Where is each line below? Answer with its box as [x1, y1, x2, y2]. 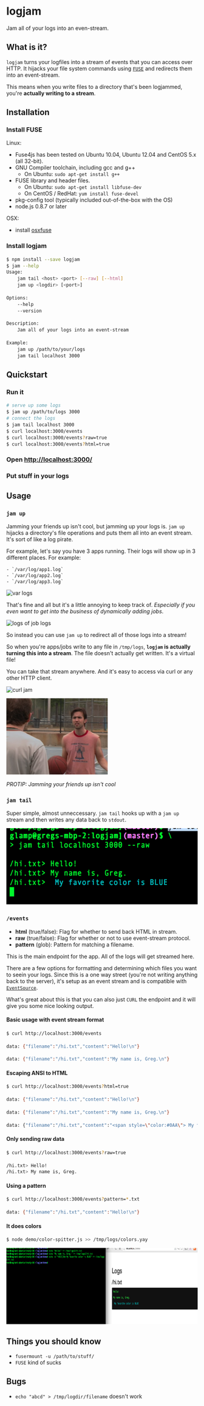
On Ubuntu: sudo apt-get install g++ [24, 171, 120, 178]
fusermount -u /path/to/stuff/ [15, 1354, 95, 1360]
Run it [6, 388, 24, 397]
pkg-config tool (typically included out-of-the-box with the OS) [15, 196, 173, 204]
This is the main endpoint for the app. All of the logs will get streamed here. [6, 953, 195, 960]
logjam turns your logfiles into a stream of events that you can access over [6, 58, 193, 65]
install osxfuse [15, 227, 52, 234]
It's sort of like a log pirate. [6, 536, 73, 543]
